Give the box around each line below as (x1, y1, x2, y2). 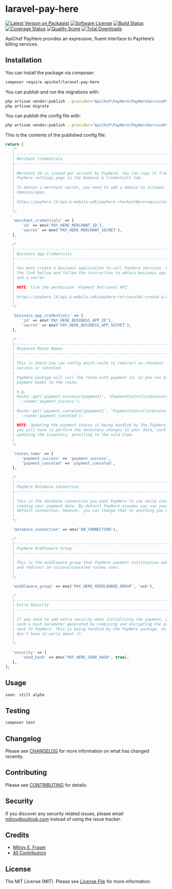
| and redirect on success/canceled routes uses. (12, 565, 120, 570)
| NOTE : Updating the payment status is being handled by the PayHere (12, 422, 166, 428)
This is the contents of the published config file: (5, 132, 106, 138)
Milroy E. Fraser (12, 844, 46, 850)
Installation (5, 56, 42, 65)
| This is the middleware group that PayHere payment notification (12, 560, 159, 565)
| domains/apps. (12, 190, 47, 195)
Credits (5, 830, 30, 839)
